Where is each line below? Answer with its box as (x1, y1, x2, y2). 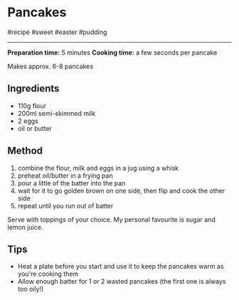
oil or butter (17, 124, 52, 132)
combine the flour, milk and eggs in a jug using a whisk (17, 164, 179, 172)
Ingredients (7, 82, 60, 95)
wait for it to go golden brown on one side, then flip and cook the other (17, 186, 225, 195)
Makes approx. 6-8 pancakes (7, 62, 94, 70)
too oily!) (17, 285, 44, 294)
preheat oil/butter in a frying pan (17, 171, 113, 180)
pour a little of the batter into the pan (17, 178, 126, 187)
